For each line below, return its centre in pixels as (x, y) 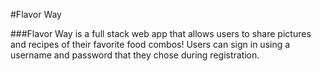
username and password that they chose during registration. (135, 55)
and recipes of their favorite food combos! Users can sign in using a (150, 44)
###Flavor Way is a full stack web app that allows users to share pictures (161, 33)
